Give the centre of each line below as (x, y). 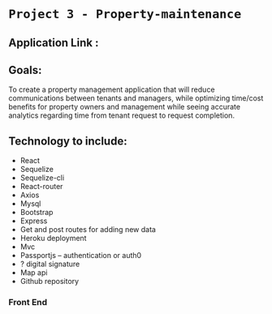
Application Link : (54, 43)
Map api (34, 273)
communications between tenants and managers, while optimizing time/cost (136, 98)
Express (34, 221)
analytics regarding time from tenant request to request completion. (122, 115)
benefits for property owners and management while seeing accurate (125, 107)
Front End (28, 303)
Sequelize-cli (42, 178)
